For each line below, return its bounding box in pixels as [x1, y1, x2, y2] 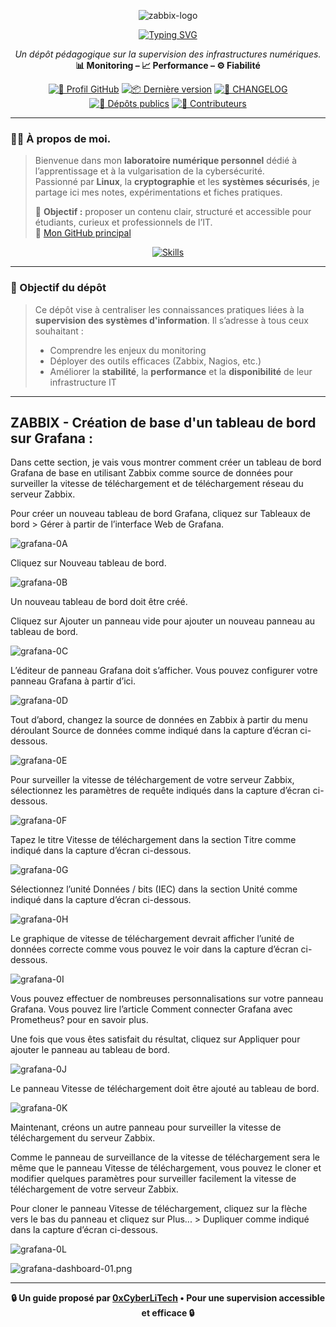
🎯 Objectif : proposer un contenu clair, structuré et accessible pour [34, 206, 312, 218]
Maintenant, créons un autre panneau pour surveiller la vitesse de [10, 1121, 282, 1134]
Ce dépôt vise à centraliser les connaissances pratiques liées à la [34, 303, 305, 315]
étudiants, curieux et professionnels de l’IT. [34, 216, 213, 229]
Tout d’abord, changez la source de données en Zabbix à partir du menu [10, 714, 308, 726]
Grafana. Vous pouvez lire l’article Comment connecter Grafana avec [10, 1003, 293, 1015]
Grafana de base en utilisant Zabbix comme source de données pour [10, 467, 293, 479]
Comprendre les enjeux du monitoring [49, 344, 207, 356]
